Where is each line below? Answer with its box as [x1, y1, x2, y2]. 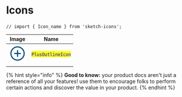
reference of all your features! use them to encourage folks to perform [6, 78, 176, 85]
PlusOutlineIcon [31, 51, 72, 58]
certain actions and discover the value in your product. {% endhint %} [6, 84, 176, 91]
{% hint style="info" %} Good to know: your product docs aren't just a [6, 72, 177, 79]
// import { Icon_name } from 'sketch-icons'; [6, 24, 122, 29]
